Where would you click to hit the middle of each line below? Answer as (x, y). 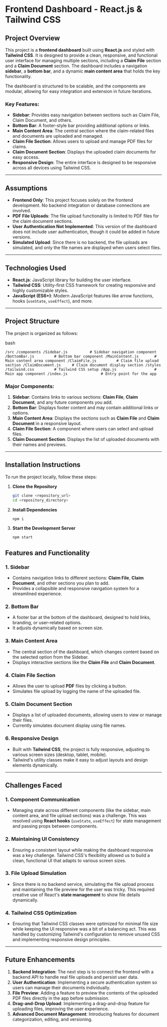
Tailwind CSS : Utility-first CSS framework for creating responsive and (84, 285)
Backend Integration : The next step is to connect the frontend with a (83, 972)
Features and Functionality (47, 553)
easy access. (26, 157)
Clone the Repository (35, 486)
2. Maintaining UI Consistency (42, 839)
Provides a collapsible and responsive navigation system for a (76, 589)
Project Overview (33, 38)
